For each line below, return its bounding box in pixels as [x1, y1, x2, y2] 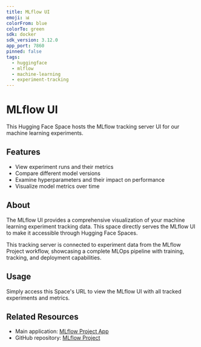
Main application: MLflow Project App [15, 328, 109, 335]
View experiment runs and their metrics [15, 163, 114, 170]
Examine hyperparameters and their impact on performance [15, 176, 165, 183]
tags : [6, 54, 20, 60]
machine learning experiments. [6, 129, 84, 137]
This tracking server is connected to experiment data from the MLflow [6, 241, 181, 248]
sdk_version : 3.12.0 [6, 37, 59, 43]
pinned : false [6, 49, 42, 55]
